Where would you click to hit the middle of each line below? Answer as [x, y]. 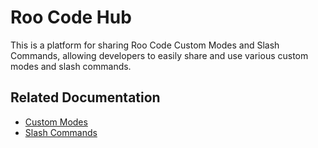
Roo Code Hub [71, 17]
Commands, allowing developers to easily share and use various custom [159, 55]
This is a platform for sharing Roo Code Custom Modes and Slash [145, 45]
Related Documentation [85, 97]
